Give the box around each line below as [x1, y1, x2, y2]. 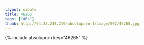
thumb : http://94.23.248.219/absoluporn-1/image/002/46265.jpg [5, 21, 140, 26]
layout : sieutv [5, 7, 37, 12]
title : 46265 [5, 12, 32, 17]
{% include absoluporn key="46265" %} [5, 35, 88, 41]
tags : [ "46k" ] [5, 16, 35, 21]
